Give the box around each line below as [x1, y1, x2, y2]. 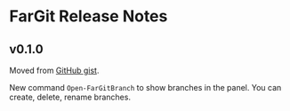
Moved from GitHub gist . [9, 65, 100, 75]
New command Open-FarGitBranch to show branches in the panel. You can [9, 83, 282, 92]
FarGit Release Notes [9, 6, 168, 27]
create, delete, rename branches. [9, 91, 132, 102]
